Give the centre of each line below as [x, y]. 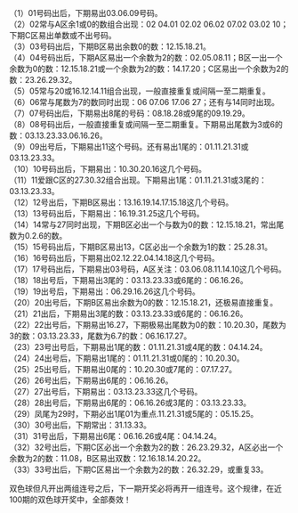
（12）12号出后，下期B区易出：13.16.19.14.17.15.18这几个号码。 [121, 202]
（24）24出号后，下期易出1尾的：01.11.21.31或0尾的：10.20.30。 [127, 358]
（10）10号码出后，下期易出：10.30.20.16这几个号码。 [108, 169]
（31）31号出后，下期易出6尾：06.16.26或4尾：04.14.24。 [116, 436]
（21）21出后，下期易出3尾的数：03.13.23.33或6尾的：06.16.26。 [129, 313]
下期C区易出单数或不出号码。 [63, 35]
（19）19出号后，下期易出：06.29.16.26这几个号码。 [105, 291]
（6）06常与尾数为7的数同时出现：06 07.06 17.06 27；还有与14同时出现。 [145, 102]
